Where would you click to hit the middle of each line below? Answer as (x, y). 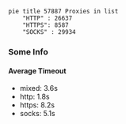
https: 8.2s (37, 105)
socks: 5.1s (37, 114)
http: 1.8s (34, 97)
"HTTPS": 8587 (46, 25)
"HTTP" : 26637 (48, 18)
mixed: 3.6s (38, 88)
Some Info (29, 51)
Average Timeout (37, 70)
